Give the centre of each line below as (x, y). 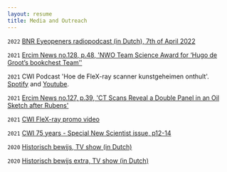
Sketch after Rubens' (38, 105)
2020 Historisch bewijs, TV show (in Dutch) (70, 146)
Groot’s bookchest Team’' (45, 62)
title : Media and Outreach (47, 21)
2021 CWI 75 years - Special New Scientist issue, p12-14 (89, 133)
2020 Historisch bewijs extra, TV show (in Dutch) (78, 161)
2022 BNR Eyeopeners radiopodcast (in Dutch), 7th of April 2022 (101, 41)
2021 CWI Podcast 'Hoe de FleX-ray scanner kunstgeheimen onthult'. (109, 76)
